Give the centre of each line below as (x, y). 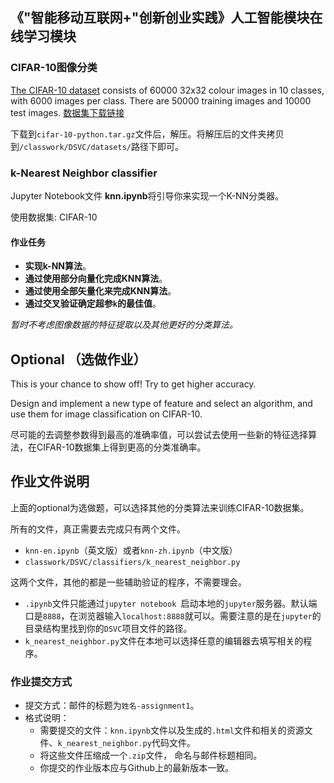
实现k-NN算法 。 (58, 266)
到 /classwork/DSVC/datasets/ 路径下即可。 (97, 146)
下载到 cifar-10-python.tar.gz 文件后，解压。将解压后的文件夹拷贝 (147, 134)
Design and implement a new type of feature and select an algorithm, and (161, 403)
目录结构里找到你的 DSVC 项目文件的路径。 (108, 628)
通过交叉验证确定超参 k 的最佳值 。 (93, 304)
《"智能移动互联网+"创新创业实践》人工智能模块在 (166, 18)
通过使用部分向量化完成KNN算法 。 (96, 279)
